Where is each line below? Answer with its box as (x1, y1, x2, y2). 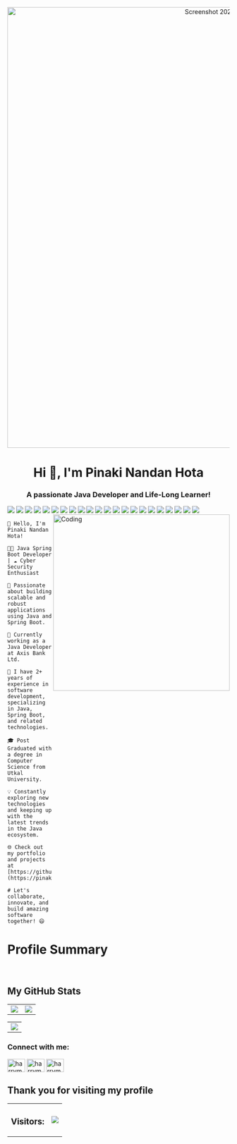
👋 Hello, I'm (7, 521, 46, 528)
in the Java (7, 825, 42, 832)
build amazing (7, 906, 49, 913)
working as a (7, 638, 46, 645)
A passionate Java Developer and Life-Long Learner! (26, 490, 211, 500)
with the (7, 813, 33, 820)
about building (7, 588, 52, 595)
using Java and (7, 613, 52, 620)
